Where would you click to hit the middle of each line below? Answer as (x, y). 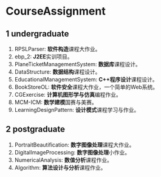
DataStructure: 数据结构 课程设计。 (57, 72)
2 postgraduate (35, 129)
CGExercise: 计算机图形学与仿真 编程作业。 (68, 95)
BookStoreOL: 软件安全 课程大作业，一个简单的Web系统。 (86, 87)
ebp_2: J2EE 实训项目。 (44, 57)
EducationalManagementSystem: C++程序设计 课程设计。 (86, 79)
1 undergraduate (37, 34)
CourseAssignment (56, 11)
